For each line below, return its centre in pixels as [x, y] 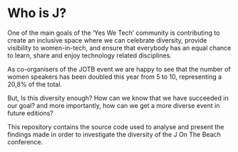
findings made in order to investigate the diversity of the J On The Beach [114, 134]
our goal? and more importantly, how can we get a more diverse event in [114, 105]
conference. [25, 142]
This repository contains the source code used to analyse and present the [116, 126]
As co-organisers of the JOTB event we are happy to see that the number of [119, 69]
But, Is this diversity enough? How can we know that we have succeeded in [118, 98]
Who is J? [37, 13]
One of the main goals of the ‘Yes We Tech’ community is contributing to [114, 33]
